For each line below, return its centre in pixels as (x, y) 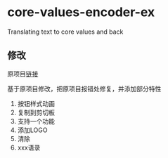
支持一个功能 (36, 121)
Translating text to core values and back (65, 32)
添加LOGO (32, 130)
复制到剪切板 (36, 112)
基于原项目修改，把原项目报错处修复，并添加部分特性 (84, 88)
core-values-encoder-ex (81, 12)
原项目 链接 (23, 74)
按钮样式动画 (36, 103)
